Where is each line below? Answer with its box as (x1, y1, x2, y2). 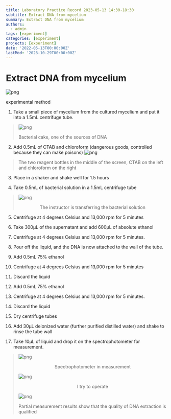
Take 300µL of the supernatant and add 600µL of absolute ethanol (13, 224, 154, 230)
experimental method (6, 99, 51, 105)
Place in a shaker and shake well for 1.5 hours (13, 175, 109, 181)
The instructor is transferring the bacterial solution (39, 204, 146, 211)
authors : (6, 21, 25, 27)
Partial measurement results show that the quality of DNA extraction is (18, 403, 166, 409)
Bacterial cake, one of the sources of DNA (18, 134, 107, 141)
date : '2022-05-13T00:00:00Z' (6, 45, 70, 51)
